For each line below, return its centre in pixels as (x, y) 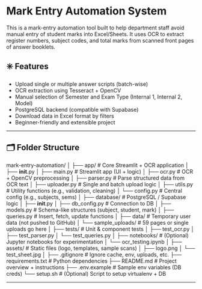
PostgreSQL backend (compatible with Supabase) (77, 109)
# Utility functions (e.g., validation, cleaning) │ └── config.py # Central (94, 190)
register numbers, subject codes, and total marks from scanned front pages (100, 40)
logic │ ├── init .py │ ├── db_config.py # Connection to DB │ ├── (89, 203)
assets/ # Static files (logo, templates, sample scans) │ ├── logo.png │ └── (101, 248)
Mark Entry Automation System (87, 11)
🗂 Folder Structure (43, 148)
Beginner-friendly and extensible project (65, 122)
